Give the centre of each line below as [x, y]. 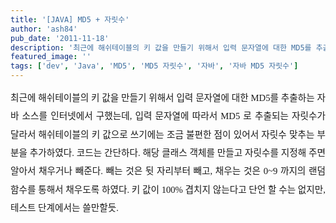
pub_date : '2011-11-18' [60, 38]
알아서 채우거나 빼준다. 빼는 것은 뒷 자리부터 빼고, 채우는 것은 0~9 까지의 [158, 171]
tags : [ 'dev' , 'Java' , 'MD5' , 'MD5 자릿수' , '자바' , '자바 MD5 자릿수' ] [154, 66]
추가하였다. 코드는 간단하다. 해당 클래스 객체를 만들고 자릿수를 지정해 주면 [177, 153]
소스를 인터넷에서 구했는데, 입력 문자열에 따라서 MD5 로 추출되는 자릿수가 [173, 116]
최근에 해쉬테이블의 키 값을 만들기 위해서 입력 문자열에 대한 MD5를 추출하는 [162, 97]
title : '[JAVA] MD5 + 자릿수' [70, 19]
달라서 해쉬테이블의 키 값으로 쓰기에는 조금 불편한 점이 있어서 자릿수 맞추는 [162, 134]
